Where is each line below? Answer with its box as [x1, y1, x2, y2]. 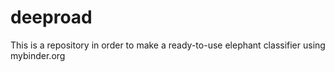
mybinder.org [10, 49, 66, 61]
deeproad [10, 6, 93, 29]
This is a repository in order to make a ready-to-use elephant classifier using [10, 39, 326, 51]
